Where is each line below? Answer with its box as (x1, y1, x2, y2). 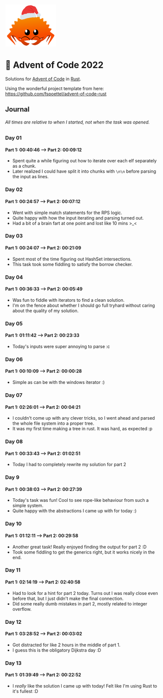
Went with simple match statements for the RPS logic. (12, 210, 123, 216)
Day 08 (5, 438, 23, 445)
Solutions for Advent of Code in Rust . (5, 76, 81, 82)
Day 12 (5, 618, 22, 625)
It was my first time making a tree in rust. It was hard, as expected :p (12, 426, 153, 432)
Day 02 (5, 186, 23, 193)
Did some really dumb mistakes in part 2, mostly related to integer (12, 600, 148, 606)
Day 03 (5, 233, 23, 239)
